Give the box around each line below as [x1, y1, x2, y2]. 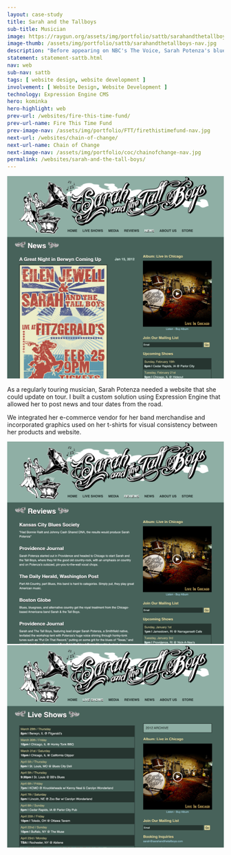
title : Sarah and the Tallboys [7, 18, 97, 25]
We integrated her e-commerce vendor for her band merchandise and [7, 413, 206, 422]
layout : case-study [7, 11, 63, 18]
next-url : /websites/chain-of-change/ [7, 134, 118, 141]
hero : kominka [7, 98, 48, 105]
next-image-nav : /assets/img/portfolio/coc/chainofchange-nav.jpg [7, 148, 201, 156]
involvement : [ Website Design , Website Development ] [7, 83, 168, 91]
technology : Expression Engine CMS [7, 91, 109, 98]
